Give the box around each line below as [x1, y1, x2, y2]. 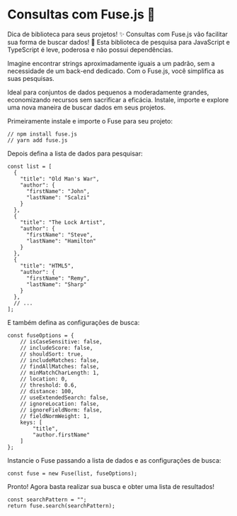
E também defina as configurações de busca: [7, 318, 140, 326]
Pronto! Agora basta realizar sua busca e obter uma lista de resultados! [7, 482, 214, 490]
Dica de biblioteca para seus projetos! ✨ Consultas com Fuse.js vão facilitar [7, 30, 229, 38]
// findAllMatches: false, [20, 363, 100, 370]
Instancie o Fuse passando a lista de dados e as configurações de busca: [7, 456, 221, 464]
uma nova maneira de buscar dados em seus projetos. [7, 103, 166, 111]
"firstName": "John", [25, 187, 91, 194]
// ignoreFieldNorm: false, [20, 406, 103, 414]
